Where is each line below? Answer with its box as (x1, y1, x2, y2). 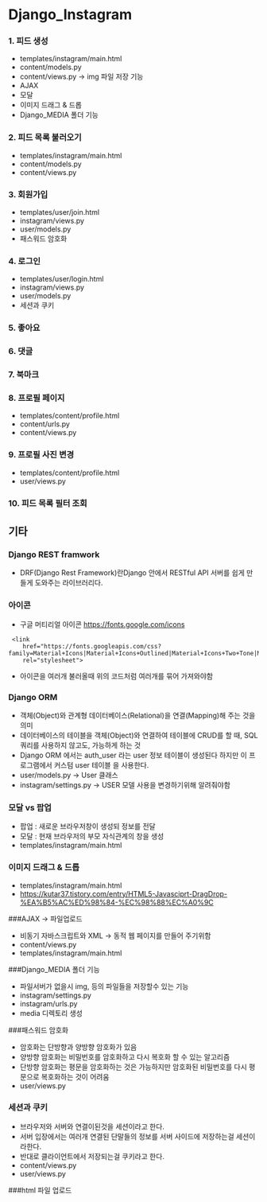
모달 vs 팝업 (8, 802, 52, 813)
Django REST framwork (8, 549, 100, 560)
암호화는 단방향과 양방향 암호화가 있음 (19, 1042, 137, 1052)
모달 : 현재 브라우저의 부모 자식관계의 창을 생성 (19, 831, 164, 841)
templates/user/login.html (19, 274, 104, 284)
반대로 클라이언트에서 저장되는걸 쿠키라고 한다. (19, 1151, 165, 1161)
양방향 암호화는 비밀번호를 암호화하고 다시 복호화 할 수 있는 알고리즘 (19, 1052, 230, 1061)
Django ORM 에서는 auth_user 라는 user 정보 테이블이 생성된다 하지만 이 (19, 750, 248, 760)
